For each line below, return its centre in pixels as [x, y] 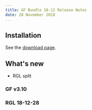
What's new [25, 63]
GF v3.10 [16, 89]
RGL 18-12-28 [22, 102]
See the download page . [31, 48]
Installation [23, 35]
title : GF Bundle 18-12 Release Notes [46, 10]
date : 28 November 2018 [30, 15]
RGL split [22, 76]
